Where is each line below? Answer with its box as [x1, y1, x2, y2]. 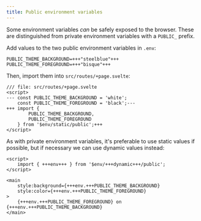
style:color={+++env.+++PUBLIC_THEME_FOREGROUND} [17, 188, 147, 194]
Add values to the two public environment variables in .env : [6, 44, 156, 51]
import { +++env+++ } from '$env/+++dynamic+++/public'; [17, 161, 166, 167]
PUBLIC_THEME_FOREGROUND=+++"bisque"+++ [6, 61, 112, 67]
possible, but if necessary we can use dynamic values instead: [6, 144, 165, 151]
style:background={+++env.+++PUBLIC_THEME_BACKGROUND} [17, 182, 161, 189]
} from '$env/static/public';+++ [17, 121, 103, 127]
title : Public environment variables [6, 9, 103, 15]
